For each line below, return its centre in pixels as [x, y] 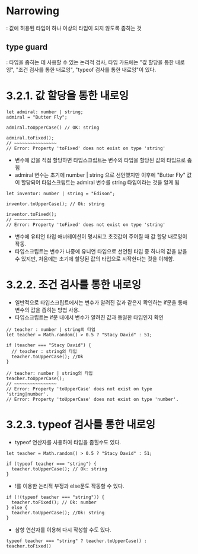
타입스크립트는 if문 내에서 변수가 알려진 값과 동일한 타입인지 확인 [89, 317]
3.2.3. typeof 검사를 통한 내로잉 [81, 424]
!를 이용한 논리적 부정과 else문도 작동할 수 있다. [69, 486]
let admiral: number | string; [45, 112]
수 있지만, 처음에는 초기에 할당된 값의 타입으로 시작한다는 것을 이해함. [95, 259]
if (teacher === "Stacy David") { [49, 345]
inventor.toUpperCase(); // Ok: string [55, 204]
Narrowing [33, 11]
